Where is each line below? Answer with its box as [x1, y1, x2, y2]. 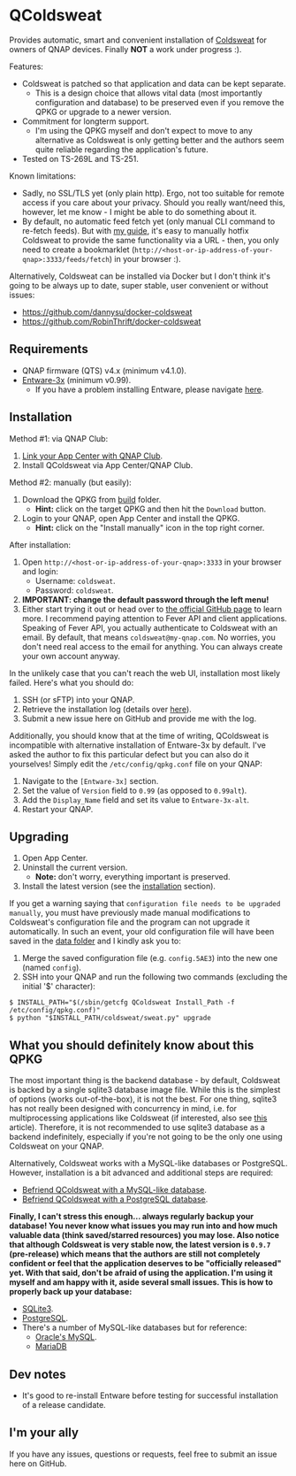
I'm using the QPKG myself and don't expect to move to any [34, 125, 254, 135]
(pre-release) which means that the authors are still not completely [9, 1249, 261, 1259]
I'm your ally [9, 1426, 80, 1441]
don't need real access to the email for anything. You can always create [21, 641, 283, 651]
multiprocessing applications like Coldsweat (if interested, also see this [9, 1112, 268, 1124]
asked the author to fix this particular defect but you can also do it [9, 749, 249, 759]
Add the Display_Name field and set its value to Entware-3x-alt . [21, 794, 250, 805]
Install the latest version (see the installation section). [21, 881, 216, 892]
